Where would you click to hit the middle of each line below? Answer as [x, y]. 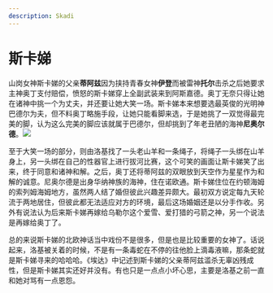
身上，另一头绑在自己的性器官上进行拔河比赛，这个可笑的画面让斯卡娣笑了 [133, 161]
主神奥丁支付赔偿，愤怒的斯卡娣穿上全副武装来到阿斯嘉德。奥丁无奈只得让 [133, 93]
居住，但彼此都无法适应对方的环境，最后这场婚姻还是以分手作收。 [147, 202]
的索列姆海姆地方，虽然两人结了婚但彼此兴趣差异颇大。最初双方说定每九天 [133, 191]
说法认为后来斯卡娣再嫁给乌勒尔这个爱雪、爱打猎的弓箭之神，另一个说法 [143, 212]
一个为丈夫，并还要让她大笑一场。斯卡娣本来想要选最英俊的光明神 [154, 103]
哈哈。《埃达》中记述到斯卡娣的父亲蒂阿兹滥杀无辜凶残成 [159, 260]
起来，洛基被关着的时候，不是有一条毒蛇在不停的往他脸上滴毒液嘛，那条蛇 [133, 250]
